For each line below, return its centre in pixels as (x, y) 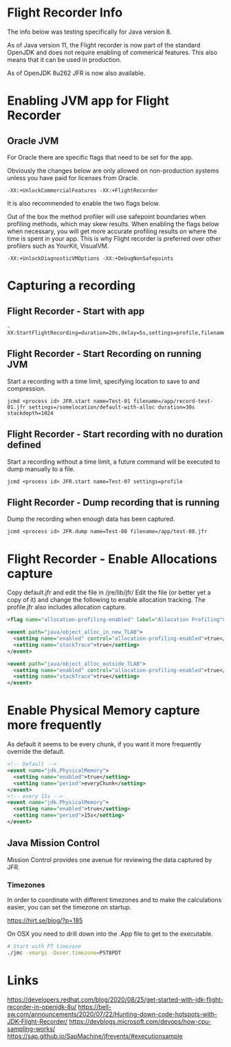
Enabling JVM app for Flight (88, 101)
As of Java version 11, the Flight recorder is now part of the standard (104, 45)
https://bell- (95, 1006)
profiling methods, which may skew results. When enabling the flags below (113, 224)
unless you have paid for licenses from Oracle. (73, 177)
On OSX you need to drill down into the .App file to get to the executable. (110, 933)
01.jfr (16, 407)
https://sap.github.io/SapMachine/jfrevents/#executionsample (95, 1036)
